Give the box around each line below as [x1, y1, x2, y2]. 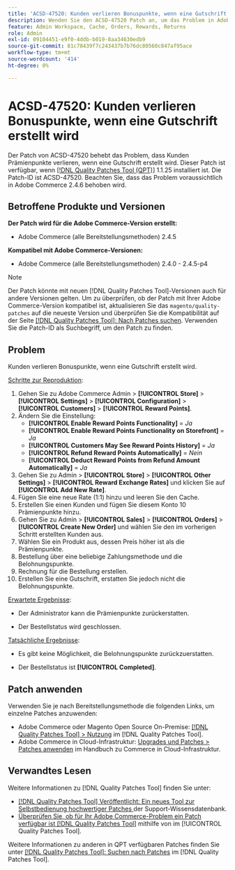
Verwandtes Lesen [8, 765, 91, 777]
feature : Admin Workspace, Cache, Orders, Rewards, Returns [8, 23, 187, 30]
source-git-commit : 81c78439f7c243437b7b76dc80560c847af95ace [8, 43, 192, 49]
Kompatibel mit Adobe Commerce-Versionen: [8, 246, 144, 254]
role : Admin [8, 29, 43, 37]
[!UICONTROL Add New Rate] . [17, 486, 107, 494]
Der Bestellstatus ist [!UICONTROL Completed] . [17, 663, 156, 671]
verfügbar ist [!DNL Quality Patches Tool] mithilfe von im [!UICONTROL [17, 819, 222, 827]
